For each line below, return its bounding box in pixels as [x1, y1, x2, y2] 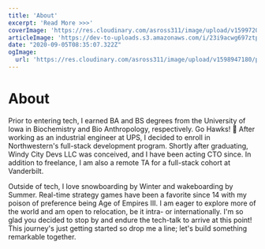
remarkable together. [8, 232, 77, 241]
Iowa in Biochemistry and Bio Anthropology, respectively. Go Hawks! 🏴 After [8, 124, 256, 134]
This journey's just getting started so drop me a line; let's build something [8, 223, 248, 233]
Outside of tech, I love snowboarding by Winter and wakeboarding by [8, 181, 233, 191]
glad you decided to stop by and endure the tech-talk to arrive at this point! [8, 215, 252, 224]
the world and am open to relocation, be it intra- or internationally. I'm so [8, 206, 244, 216]
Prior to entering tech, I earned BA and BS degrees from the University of [8, 115, 246, 125]
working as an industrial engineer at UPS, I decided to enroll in [8, 132, 211, 142]
